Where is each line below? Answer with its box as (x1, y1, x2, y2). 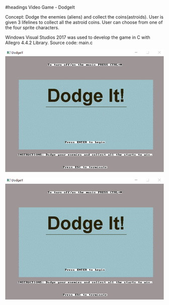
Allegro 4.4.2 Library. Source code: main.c (5, 40, 93, 46)
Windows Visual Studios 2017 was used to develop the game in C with (5, 35, 150, 40)
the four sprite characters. (5, 25, 59, 31)
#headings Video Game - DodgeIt (5, 5, 75, 10)
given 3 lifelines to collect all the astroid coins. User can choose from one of (5, 20, 163, 25)
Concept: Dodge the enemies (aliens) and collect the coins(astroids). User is (5, 14, 163, 20)
